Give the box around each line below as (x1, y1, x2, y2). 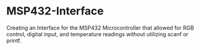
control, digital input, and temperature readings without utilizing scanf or (6, 30, 188, 37)
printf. (6, 37, 21, 44)
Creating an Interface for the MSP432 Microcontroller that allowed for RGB (6, 24, 194, 31)
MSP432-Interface (6, 4, 104, 18)
